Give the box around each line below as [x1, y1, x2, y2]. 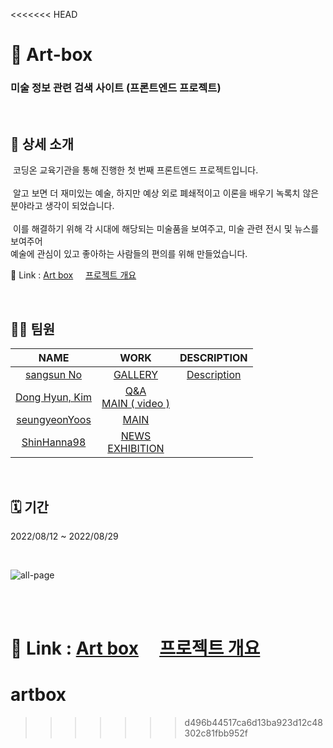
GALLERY [113, 368, 159, 382]
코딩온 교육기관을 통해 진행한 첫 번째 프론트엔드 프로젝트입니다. [12, 164, 259, 176]
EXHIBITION [107, 442, 165, 456]
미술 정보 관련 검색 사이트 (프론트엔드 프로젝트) [10, 81, 222, 95]
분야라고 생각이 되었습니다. [10, 200, 115, 212]
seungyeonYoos [16, 413, 92, 427]
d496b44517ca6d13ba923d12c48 [184, 717, 323, 729]
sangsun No [25, 368, 83, 382]
